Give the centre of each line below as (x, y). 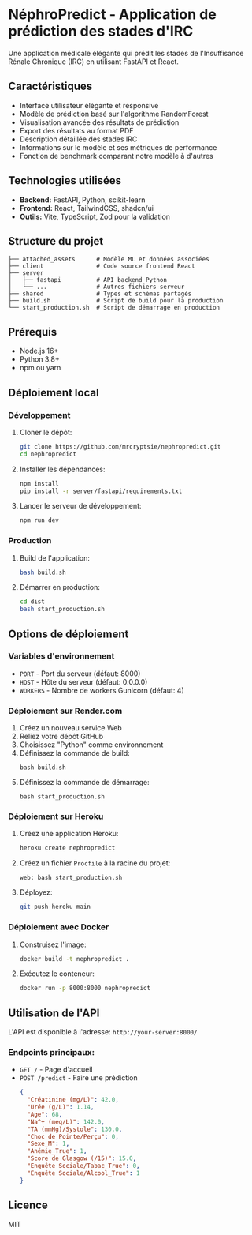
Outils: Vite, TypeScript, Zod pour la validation (95, 216)
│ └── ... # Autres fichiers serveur (96, 287)
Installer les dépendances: (62, 469)
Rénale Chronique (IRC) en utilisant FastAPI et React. (94, 62)
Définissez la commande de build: (74, 753)
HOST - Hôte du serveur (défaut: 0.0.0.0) (83, 681)
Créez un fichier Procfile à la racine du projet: (95, 863)
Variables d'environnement (61, 656)
